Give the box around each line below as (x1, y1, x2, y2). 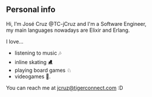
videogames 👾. (14, 73, 51, 80)
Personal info (6, 5, 56, 15)
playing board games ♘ (14, 66, 72, 73)
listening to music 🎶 (14, 49, 62, 56)
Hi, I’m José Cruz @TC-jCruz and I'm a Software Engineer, (6, 20, 147, 27)
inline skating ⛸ (14, 58, 53, 65)
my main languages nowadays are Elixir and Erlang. (6, 26, 130, 34)
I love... (6, 38, 24, 45)
